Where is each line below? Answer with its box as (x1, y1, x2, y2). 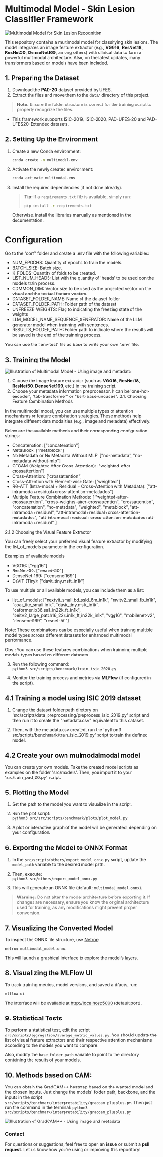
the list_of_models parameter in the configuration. (5, 543, 104, 550)
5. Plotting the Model (5, 788, 69, 796)
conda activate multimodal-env (12, 176, 76, 181)
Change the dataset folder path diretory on (12, 707, 98, 713)
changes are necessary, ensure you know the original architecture (16, 899, 149, 905)
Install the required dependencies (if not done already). (12, 185, 123, 190)
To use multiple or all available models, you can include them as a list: (5, 587, 144, 593)
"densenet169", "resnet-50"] (12, 617, 69, 623)
